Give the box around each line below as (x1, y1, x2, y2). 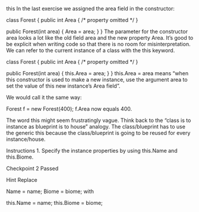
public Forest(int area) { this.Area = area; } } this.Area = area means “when (6, 70, 189, 76)
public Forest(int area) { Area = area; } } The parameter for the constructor (6, 28, 188, 35)
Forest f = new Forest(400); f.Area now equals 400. (6, 105, 132, 112)
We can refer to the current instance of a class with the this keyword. (6, 47, 175, 54)
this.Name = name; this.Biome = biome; (6, 200, 103, 206)
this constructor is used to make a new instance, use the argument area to (6, 76, 188, 83)
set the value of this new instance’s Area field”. (6, 82, 121, 89)
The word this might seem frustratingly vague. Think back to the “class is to (6, 117, 191, 124)
